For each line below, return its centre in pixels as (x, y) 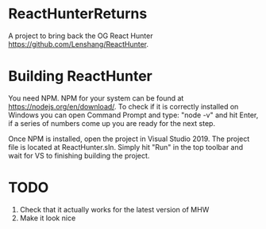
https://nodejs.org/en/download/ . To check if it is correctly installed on (123, 106)
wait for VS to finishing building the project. (79, 155)
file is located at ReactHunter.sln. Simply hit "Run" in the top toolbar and (126, 147)
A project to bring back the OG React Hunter (81, 36)
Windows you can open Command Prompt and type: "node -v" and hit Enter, (133, 115)
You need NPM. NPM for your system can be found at (96, 98)
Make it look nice (48, 218)
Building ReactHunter (81, 76)
